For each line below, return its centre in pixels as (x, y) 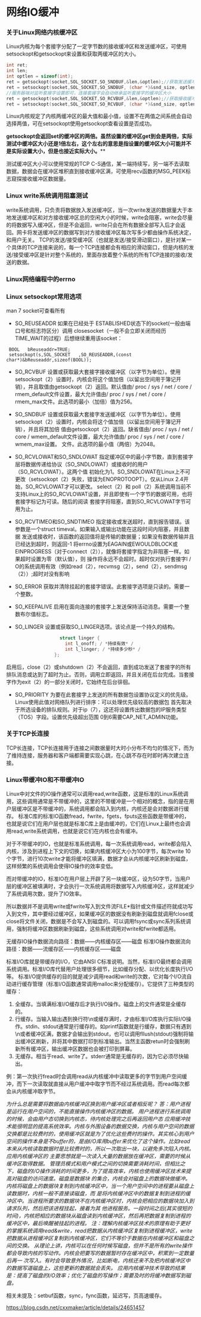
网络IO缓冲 (33, 12)
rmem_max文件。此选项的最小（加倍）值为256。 (75, 401)
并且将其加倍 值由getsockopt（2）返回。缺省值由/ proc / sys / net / (110, 429)
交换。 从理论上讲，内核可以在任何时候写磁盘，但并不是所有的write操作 (104, 1246)
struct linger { (80, 638)
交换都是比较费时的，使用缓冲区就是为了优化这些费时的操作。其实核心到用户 (100, 1134)
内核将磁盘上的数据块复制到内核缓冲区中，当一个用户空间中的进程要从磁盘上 (100, 1186)
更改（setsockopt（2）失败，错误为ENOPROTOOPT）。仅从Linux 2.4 (99, 479)
